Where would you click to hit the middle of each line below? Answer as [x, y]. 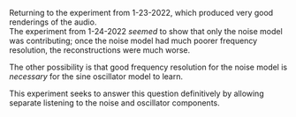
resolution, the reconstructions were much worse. [100, 50]
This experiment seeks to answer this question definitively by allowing [137, 93]
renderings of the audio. [53, 22]
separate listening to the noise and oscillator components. [115, 103]
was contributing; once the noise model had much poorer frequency [133, 40]
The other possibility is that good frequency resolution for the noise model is [148, 67]
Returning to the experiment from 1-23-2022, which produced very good [141, 13]
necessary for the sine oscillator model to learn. [96, 77]
